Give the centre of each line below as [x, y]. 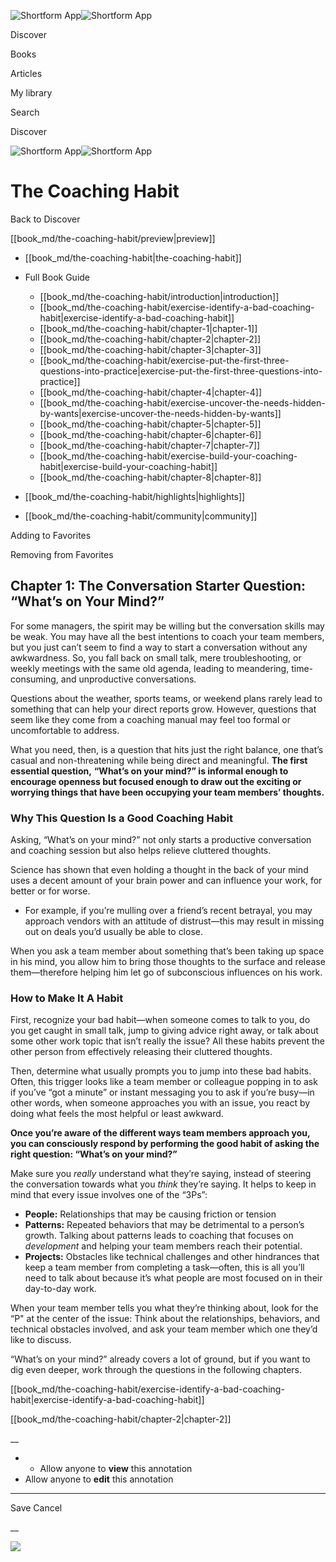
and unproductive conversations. [128, 679]
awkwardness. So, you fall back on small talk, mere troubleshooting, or [156, 657]
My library [31, 93]
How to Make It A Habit [67, 998]
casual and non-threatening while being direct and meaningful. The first [159, 760]
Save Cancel [36, 1508]
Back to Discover [45, 219]
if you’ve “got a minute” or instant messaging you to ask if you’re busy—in [162, 1092]
